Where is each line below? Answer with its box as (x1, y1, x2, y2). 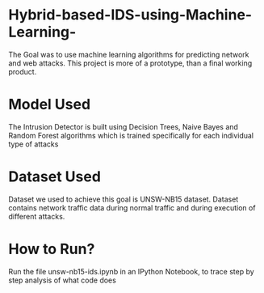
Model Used (8, 96, 91, 114)
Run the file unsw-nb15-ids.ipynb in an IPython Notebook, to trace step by (8, 266, 254, 276)
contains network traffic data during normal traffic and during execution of (8, 202, 256, 212)
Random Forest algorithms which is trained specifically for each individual (8, 130, 254, 140)
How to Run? (8, 240, 95, 258)
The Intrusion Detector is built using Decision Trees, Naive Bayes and (8, 121, 238, 131)
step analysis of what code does (8, 275, 117, 285)
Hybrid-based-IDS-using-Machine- (8, 6, 253, 24)
